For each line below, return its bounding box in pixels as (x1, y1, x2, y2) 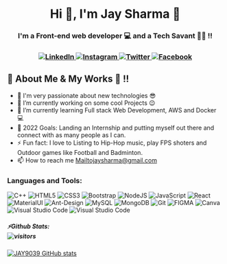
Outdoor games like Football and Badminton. (16, 148, 143, 156)
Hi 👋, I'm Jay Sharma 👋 (49, 6, 181, 22)
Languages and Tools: (7, 176, 82, 185)
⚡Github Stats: (7, 222, 50, 230)
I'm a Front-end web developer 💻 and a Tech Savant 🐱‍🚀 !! (18, 31, 213, 40)
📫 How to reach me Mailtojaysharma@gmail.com (16, 156, 158, 164)
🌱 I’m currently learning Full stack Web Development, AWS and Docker (16, 106, 217, 114)
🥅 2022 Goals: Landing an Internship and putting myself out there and (16, 123, 215, 132)
